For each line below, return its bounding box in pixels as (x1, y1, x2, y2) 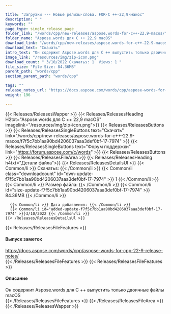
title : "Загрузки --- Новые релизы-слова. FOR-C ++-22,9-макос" (5, 12, 145, 17)
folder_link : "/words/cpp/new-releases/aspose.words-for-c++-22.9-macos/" (5, 31, 167, 36)
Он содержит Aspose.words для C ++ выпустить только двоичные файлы (5, 287, 164, 293)
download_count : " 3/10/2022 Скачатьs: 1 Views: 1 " (5, 59, 122, 64)
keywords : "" (5, 21, 33, 27)
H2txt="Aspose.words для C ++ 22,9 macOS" (5, 116, 102, 123)
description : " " (5, 16, 42, 22)
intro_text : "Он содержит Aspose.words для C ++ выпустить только (5, 50, 149, 55)
